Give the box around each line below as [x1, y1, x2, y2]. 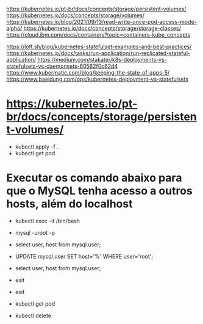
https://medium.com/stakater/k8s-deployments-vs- [37, 56, 168, 63]
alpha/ [6, 24, 23, 32]
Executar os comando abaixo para [6, 171, 182, 185]
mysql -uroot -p [15, 229, 55, 236]
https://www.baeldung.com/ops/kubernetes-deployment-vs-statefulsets [6, 76, 189, 83]
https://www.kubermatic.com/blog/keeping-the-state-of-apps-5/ [6, 69, 170, 76]
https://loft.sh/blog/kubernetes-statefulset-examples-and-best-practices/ [6, 43, 192, 50]
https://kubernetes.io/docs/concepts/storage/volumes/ [6, 12, 145, 19]
